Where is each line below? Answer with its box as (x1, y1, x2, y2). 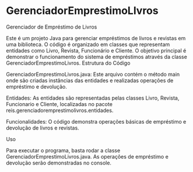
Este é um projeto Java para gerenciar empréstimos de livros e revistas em (6, 34, 186, 41)
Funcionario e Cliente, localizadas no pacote (6, 100, 113, 107)
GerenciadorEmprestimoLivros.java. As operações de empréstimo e (6, 153, 169, 160)
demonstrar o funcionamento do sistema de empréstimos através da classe (6, 53, 188, 60)
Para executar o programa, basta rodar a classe (6, 147, 121, 154)
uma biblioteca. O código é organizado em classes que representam (6, 41, 170, 48)
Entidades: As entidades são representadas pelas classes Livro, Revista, (6, 94, 180, 101)
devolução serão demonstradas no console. (6, 159, 112, 166)
